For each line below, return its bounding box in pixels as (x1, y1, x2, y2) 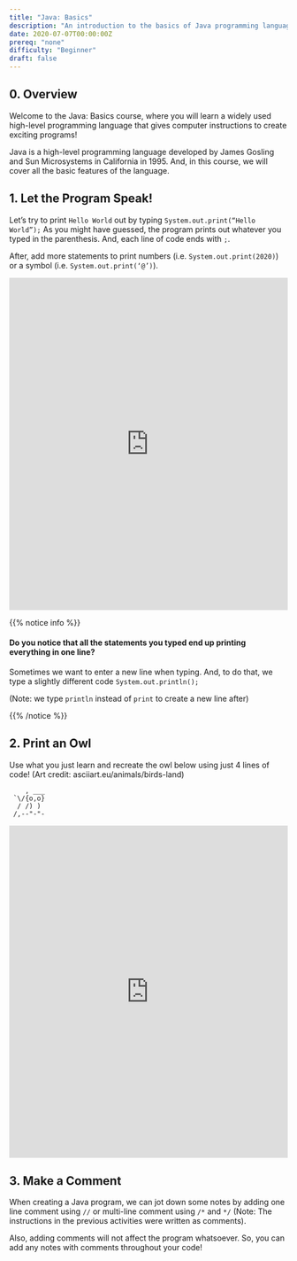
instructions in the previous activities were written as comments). (9, 1216, 247, 1226)
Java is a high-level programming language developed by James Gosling (9, 146, 275, 157)
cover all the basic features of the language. (9, 165, 170, 175)
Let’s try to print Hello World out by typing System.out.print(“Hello (9, 214, 256, 225)
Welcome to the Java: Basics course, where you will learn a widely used (9, 110, 272, 121)
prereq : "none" (9, 37, 65, 47)
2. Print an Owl (9, 736, 92, 751)
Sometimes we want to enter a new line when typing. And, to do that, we (9, 666, 273, 677)
